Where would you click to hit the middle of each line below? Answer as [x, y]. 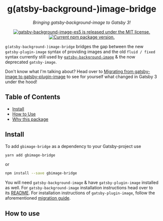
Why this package [30, 119]
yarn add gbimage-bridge [30, 155]
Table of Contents [33, 97]
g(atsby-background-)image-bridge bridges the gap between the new [74, 46]
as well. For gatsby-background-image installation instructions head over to [79, 188]
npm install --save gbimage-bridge [41, 173]
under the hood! [21, 82]
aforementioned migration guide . [38, 198]
